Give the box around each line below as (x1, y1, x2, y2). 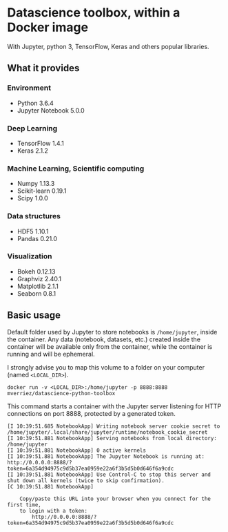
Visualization (7, 251, 52, 261)
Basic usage (7, 310, 61, 321)
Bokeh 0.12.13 (17, 267, 56, 276)
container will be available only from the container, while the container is (7, 342, 213, 350)
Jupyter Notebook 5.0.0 (17, 106, 85, 115)
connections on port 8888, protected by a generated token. (7, 409, 176, 417)
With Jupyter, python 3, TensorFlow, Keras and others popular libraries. (7, 42, 209, 50)
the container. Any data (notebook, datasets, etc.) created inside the (7, 335, 201, 343)
